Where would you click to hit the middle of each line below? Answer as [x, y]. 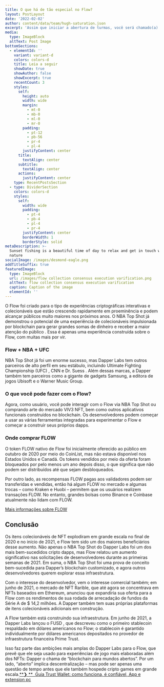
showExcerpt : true [32, 78]
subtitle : [28, 165]
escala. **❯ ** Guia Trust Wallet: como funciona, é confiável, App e [73, 674]
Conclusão [22, 525]
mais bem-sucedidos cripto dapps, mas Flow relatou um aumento [71, 552]
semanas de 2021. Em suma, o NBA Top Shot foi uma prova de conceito [77, 562]
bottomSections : [21, 46]
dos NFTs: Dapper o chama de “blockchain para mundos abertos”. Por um [79, 659]
